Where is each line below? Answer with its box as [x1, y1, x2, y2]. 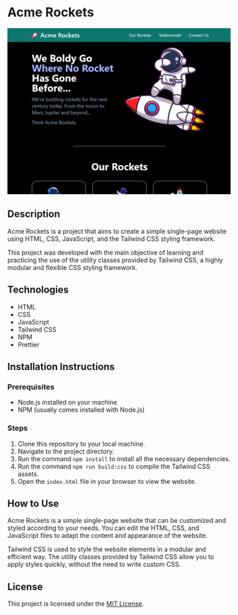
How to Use [7, 497, 59, 509]
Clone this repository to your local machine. [17, 439, 145, 448]
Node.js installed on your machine [17, 398, 118, 407]
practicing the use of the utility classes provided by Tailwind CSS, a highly [7, 256, 223, 264]
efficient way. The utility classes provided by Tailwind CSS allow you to [7, 553, 215, 561]
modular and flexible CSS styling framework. [7, 263, 138, 271]
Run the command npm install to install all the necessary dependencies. [17, 454, 231, 463]
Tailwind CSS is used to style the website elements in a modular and [7, 545, 207, 553]
